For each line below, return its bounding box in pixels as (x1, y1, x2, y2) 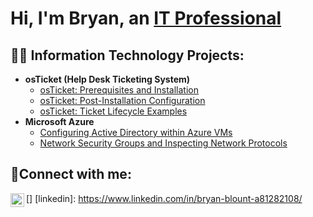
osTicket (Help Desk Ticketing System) (24, 73, 191, 85)
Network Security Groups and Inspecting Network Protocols (39, 137, 288, 149)
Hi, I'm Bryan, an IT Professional (10, 7, 282, 30)
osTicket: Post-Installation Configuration (39, 95, 206, 106)
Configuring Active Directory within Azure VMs (39, 127, 233, 138)
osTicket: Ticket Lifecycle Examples (39, 105, 188, 117)
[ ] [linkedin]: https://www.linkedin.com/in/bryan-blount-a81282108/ (26, 192, 303, 204)
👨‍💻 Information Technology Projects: (10, 47, 245, 64)
